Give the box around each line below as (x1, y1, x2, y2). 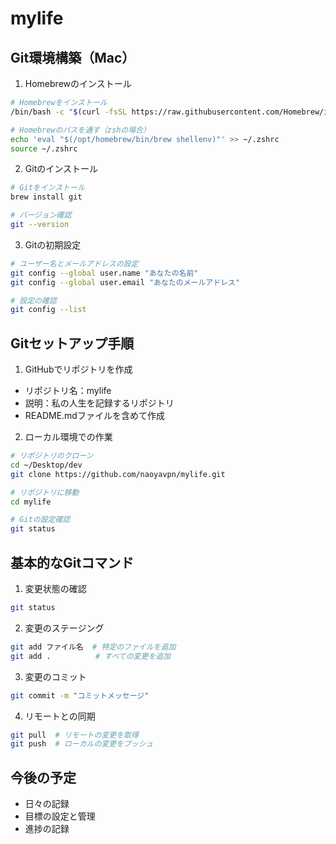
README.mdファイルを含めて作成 (24, 410, 165, 422)
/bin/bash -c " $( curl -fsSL (10, 107, 128, 117)
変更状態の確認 (24, 583, 87, 594)
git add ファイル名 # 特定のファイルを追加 (10, 642, 177, 652)
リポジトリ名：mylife (24, 385, 112, 397)
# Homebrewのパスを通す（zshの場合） (10, 125, 151, 135)
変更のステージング (24, 622, 105, 634)
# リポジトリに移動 (10, 487, 80, 497)
